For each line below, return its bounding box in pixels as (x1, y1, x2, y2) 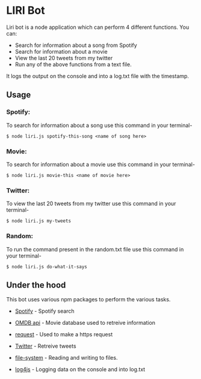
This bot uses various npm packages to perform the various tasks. (6, 296, 171, 303)
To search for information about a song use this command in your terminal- (6, 122, 193, 129)
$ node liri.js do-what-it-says (6, 263, 87, 270)
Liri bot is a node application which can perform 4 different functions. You (6, 23, 190, 31)
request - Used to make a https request (14, 331, 113, 338)
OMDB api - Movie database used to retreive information (14, 319, 155, 327)
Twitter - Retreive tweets (14, 342, 76, 350)
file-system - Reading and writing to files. (14, 354, 118, 362)
